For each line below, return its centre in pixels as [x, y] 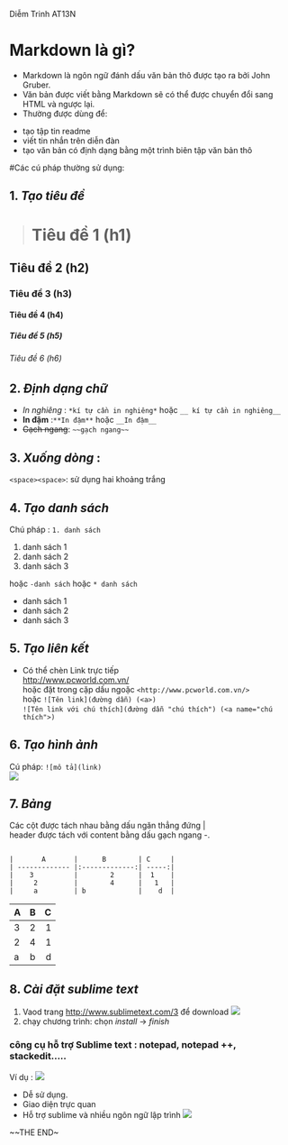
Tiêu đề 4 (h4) [36, 315]
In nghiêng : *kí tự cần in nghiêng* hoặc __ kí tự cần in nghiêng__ [152, 410]
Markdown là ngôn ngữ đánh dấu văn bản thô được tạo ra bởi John [146, 75]
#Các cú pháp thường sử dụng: [67, 168]
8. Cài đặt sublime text [74, 989]
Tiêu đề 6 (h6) [36, 358]
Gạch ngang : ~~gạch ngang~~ [76, 429]
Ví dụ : [21, 1076]
